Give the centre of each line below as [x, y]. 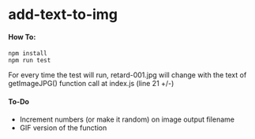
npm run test [30, 61]
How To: [22, 36]
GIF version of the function [63, 127]
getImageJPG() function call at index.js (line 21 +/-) [91, 84]
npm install [28, 54]
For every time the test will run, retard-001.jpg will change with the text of [127, 75]
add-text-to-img [63, 15]
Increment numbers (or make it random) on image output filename [127, 119]
